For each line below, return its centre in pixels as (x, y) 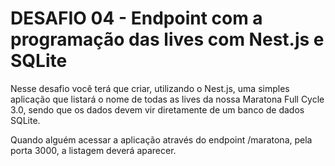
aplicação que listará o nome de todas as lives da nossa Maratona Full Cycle (167, 99)
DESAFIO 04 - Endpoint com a (136, 18)
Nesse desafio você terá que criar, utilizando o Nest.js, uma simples (150, 88)
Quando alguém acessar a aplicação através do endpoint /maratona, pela (161, 139)
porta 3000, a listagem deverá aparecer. (93, 150)
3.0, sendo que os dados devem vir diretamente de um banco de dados (157, 109)
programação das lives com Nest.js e (167, 39)
